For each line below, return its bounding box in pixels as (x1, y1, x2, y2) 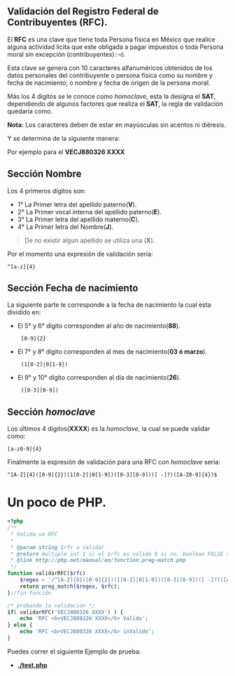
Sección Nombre (7, 168, 82, 180)
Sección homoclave (7, 406, 96, 418)
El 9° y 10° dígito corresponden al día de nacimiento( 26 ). (17, 373, 181, 382)
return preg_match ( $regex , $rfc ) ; (20, 583, 120, 590)
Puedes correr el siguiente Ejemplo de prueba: (7, 647, 141, 656)
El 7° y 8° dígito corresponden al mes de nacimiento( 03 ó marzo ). (17, 347, 208, 356)
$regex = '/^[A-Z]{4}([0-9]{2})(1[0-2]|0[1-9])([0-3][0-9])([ (20, 577, 205, 584)
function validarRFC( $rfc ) (7, 570, 86, 577)
